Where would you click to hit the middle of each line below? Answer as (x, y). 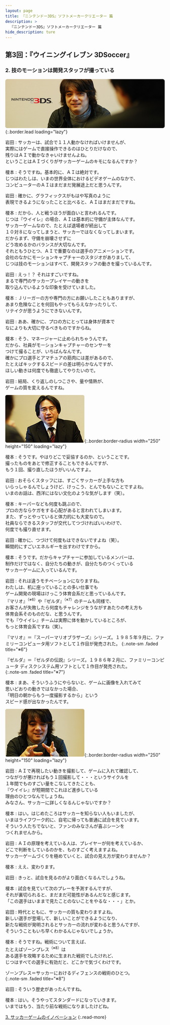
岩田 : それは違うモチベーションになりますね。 (54, 581)
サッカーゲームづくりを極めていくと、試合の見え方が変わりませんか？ (78, 856)
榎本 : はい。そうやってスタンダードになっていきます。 (62, 1000)
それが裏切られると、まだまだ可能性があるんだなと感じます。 (69, 895)
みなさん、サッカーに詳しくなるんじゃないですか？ (58, 803)
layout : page (19, 11)
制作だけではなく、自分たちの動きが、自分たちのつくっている (70, 564)
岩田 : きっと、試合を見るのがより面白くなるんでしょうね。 (67, 878)
